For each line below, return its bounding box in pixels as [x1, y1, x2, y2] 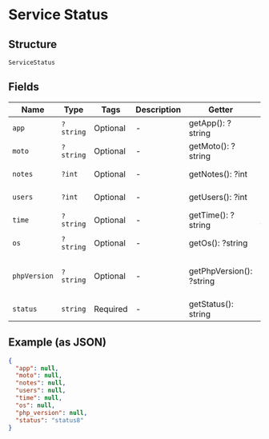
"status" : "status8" [15, 416, 84, 425]
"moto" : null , [15, 372, 62, 380]
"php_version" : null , [15, 409, 88, 417]
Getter [207, 104, 234, 115]
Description [135, 104, 182, 115]
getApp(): [188, 118, 226, 129]
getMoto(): [188, 140, 230, 151]
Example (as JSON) [8, 336, 106, 349]
